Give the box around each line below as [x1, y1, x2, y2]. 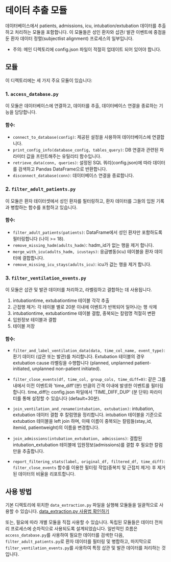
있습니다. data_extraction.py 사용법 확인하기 [20, 508, 110, 514]
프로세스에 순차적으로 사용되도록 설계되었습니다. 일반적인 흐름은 [10, 526, 138, 532]
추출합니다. [22, 448, 44, 455]
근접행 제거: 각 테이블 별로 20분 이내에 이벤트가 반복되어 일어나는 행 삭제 [12, 304, 157, 310]
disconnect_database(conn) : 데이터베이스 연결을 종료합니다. [12, 172, 134, 179]
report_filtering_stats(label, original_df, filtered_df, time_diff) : [12, 459, 165, 465]
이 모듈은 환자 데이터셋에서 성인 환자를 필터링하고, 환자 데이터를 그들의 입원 [5, 198, 155, 204]
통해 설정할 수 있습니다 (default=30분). [22, 395, 101, 402]
